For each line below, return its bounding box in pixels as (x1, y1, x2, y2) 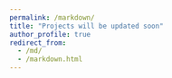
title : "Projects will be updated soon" (9, 22, 165, 30)
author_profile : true (9, 30, 91, 39)
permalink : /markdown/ (9, 13, 95, 22)
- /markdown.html (17, 55, 83, 64)
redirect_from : (9, 38, 67, 48)
